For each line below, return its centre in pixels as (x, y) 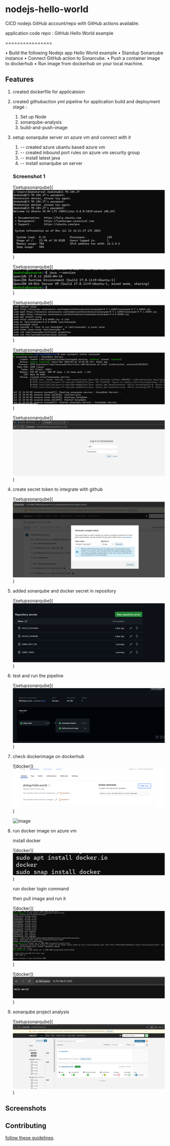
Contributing (26, 1125)
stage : (20, 107)
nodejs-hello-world (47, 9)
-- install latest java (40, 157)
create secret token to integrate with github (58, 489)
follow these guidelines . (30, 1137)
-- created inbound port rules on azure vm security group (80, 152)
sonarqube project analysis (41, 1012)
